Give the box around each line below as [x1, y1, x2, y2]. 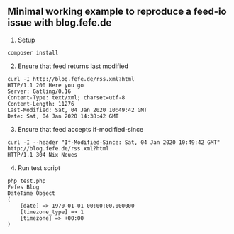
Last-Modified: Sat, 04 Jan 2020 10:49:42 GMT [7, 106, 147, 113]
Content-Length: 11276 [7, 100, 74, 107]
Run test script [17, 163, 61, 172]
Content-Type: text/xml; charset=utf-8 [7, 94, 126, 101]
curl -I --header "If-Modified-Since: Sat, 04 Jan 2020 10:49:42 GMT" [7, 138, 221, 146]
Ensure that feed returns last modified [17, 62, 129, 70]
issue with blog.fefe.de [7, 17, 112, 29]
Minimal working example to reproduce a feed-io [7, 6, 227, 18]
